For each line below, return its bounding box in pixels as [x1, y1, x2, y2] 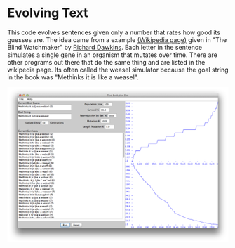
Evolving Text [7, 5, 88, 21]
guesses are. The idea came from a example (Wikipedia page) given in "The [7, 35, 227, 44]
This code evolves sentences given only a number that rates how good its [7, 28, 221, 37]
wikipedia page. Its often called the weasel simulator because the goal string [7, 65, 229, 74]
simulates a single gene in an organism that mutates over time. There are [7, 51, 217, 59]
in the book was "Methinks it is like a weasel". [7, 72, 139, 81]
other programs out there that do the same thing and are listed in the [7, 58, 206, 66]
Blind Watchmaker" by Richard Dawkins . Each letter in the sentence [7, 43, 202, 51]
